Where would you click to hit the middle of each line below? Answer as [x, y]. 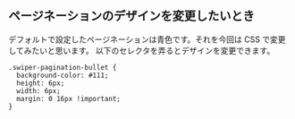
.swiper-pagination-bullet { [63, 67]
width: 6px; [39, 91]
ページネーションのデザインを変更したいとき [132, 16]
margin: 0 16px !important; [69, 98]
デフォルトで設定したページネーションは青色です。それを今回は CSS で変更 [147, 39]
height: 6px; [41, 83]
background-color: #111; [63, 75]
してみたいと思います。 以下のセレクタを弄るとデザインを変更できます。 [142, 50]
